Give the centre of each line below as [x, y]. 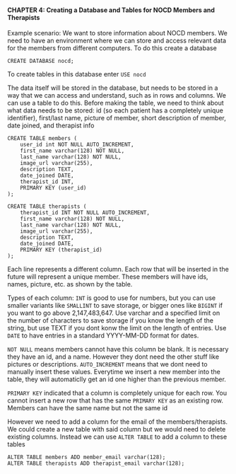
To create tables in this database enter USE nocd [77, 74]
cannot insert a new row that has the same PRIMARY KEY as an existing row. [116, 400]
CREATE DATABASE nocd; [41, 61]
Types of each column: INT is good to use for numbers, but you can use [112, 298]
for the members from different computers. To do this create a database [112, 48]
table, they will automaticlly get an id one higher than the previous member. [117, 379]
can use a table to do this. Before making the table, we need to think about [116, 103]
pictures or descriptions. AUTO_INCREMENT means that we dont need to [107, 364]
